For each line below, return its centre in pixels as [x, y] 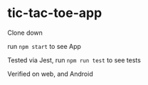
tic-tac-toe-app [55, 13]
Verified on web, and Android [51, 74]
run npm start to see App [44, 46]
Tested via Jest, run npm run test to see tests [74, 60]
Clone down [25, 33]
